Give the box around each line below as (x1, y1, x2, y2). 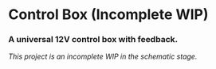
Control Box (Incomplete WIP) (8, 6, 209, 24)
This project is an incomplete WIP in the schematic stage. (8, 52, 198, 61)
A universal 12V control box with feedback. (8, 34, 178, 45)
